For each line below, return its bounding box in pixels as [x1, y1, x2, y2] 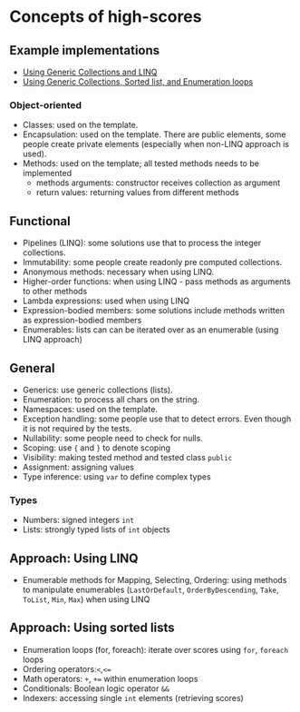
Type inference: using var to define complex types [22, 470, 211, 482]
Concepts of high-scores [9, 6, 202, 27]
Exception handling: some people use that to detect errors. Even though [22, 413, 292, 424]
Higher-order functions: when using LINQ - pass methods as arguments [22, 276, 292, 287]
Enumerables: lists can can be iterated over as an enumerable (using [22, 324, 279, 335]
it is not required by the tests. [22, 422, 132, 433]
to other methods [22, 286, 88, 297]
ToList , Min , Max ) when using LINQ [22, 594, 150, 605]
